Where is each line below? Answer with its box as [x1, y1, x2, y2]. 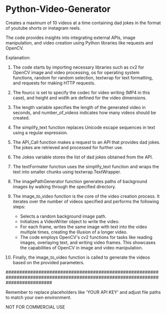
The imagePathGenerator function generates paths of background [12, 178, 147, 184]
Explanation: [5, 54, 31, 60]
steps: [12, 203, 26, 209]
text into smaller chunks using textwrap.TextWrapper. [12, 169, 121, 175]
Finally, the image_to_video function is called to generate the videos [12, 254, 150, 260]
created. [12, 115, 30, 120]
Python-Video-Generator [5, 3, 111, 15]
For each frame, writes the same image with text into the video [20, 224, 147, 230]
